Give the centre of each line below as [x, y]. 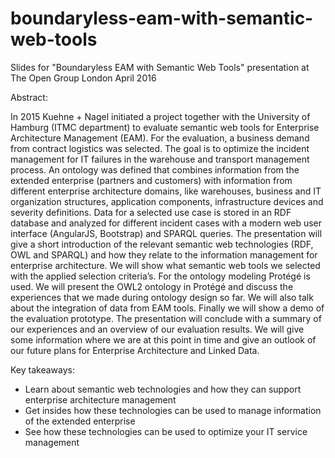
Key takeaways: [42, 369]
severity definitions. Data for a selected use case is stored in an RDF [151, 212]
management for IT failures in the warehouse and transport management [160, 159]
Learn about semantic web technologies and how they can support [163, 389]
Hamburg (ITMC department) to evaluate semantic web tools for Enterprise [165, 127]
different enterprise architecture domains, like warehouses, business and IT [166, 191]
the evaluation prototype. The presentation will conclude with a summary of [166, 318]
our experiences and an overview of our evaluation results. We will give [157, 329]
